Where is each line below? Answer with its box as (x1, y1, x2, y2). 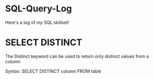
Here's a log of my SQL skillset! (5, 19, 70, 25)
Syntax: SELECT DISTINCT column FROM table (5, 68, 102, 74)
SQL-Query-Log (5, 3, 72, 14)
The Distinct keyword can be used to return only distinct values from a (5, 53, 149, 59)
